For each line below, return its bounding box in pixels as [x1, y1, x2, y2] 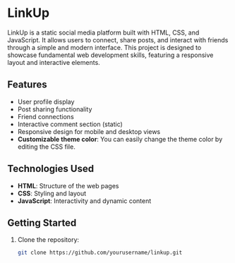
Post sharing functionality [17, 104, 92, 114]
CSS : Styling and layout [17, 189, 87, 197]
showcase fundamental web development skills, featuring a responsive [7, 51, 214, 59]
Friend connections [17, 112, 74, 121]
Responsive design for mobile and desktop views [17, 127, 161, 135]
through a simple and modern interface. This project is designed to [7, 43, 202, 51]
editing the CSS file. [17, 142, 76, 151]
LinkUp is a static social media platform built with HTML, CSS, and [7, 28, 200, 37]
